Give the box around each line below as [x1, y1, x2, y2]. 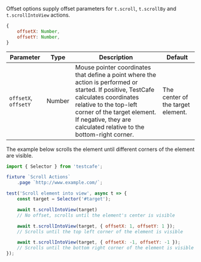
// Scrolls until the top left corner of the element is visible [17, 229, 184, 235]
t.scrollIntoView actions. [6, 11, 71, 19]
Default [166, 53, 188, 61]
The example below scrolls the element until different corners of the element [6, 146, 195, 153]
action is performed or [75, 78, 138, 86]
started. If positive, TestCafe [75, 85, 154, 94]
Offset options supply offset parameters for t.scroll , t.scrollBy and [6, 5, 176, 12]
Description [99, 53, 133, 61]
